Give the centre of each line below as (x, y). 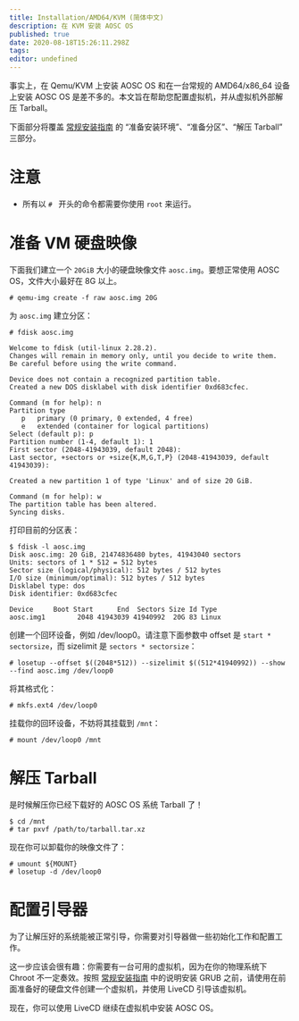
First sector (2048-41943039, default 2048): (95, 449)
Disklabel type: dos (48, 586)
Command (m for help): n (55, 403)
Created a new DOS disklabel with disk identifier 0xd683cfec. (129, 387)
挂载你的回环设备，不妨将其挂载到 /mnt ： (85, 723)
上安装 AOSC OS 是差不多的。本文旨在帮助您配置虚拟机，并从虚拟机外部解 (146, 96)
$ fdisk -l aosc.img (48, 547)
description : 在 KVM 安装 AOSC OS (71, 26)
